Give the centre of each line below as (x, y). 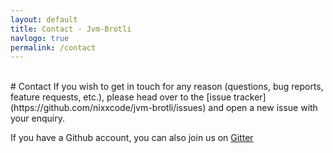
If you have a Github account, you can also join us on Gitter (132, 138)
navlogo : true (40, 38)
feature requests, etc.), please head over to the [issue (121, 97)
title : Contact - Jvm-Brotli (71, 29)
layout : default (44, 19)
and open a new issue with (263, 108)
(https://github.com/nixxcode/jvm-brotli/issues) (108, 108)
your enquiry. (37, 118)
